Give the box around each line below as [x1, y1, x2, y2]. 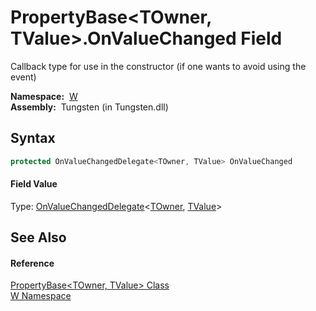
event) [10, 71, 37, 83]
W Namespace [10, 290, 72, 302]
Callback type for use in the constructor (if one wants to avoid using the [10, 60, 307, 72]
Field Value [10, 178, 58, 190]
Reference [10, 257, 55, 269]
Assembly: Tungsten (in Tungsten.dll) [10, 101, 169, 113]
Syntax [10, 130, 56, 147]
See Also [10, 229, 67, 246]
